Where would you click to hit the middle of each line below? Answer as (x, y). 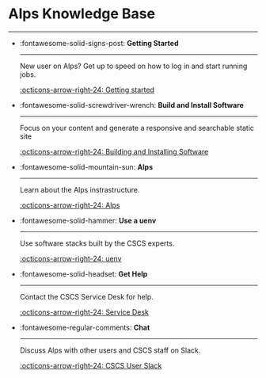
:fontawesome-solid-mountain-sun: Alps (86, 166)
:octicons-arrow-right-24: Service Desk (84, 312)
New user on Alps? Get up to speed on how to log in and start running (133, 66)
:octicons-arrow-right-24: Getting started (87, 90)
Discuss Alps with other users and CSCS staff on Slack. (110, 350)
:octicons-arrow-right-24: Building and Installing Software (114, 151)
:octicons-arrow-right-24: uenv (70, 258)
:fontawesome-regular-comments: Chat (85, 327)
